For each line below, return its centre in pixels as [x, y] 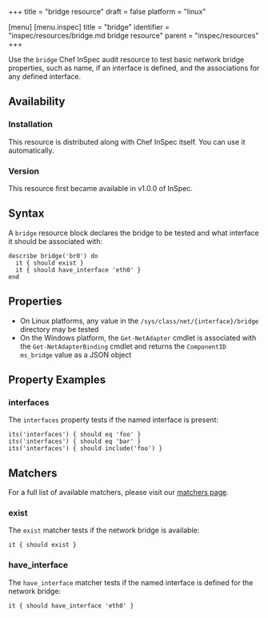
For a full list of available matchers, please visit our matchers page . [119, 492]
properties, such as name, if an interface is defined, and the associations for [134, 68]
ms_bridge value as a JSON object [76, 354]
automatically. [31, 150]
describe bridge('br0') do [53, 256]
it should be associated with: [55, 241]
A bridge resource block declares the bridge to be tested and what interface [134, 233]
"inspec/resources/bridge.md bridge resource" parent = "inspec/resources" [134, 36]
